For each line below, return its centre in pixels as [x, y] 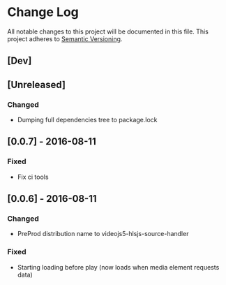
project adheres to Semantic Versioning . [65, 38]
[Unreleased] [37, 85]
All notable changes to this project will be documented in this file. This [108, 31]
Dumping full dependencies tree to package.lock [88, 120]
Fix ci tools [33, 177]
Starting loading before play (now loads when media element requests [118, 267]
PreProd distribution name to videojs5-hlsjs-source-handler [103, 234]
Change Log [43, 12]
